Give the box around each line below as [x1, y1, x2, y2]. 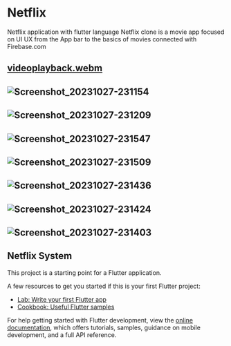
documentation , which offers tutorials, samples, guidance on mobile [7, 323, 201, 331]
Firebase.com [7, 42, 46, 50]
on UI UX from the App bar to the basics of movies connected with [7, 35, 197, 43]
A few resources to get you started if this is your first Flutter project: [7, 282, 201, 290]
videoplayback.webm [7, 62, 103, 74]
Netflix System [7, 250, 73, 262]
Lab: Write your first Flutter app [17, 295, 107, 303]
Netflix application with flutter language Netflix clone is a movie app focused [7, 28, 225, 36]
